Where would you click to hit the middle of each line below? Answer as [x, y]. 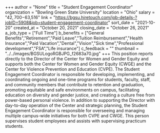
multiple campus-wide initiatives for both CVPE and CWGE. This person [77, 116]
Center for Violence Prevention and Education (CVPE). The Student [72, 69]
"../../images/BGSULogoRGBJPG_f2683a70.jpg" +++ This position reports [79, 54]
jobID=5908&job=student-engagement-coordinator [57, 22]
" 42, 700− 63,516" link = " [30, 17]
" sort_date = [121, 22]
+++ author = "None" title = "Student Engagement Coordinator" [69, 7]
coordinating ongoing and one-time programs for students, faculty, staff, [78, 79]
